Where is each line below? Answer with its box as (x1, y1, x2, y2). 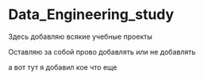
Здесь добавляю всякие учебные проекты (8, 32, 152, 41)
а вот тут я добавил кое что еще (8, 62, 117, 72)
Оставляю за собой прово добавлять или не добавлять (8, 47, 196, 56)
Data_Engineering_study (8, 6, 175, 24)
